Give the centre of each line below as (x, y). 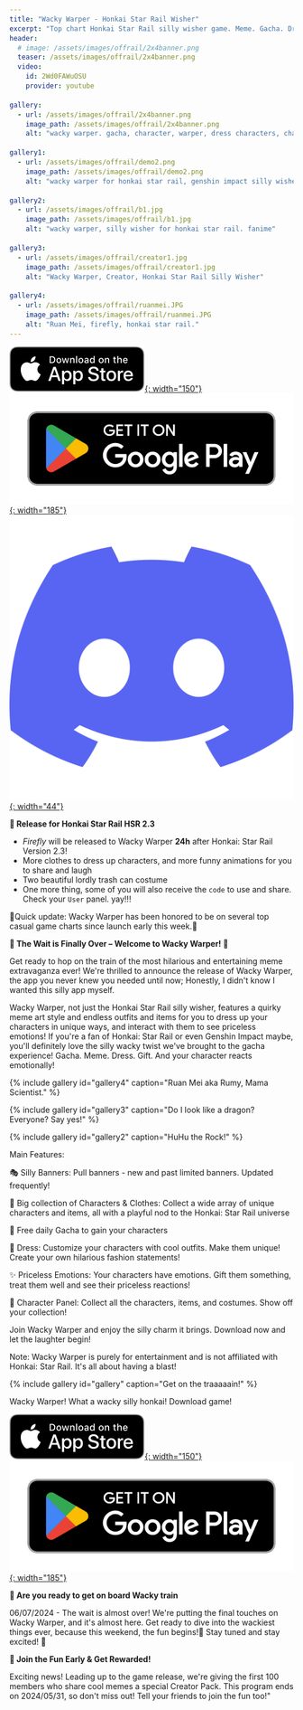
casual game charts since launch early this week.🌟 (104, 926)
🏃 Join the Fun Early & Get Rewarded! (80, 1658)
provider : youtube (60, 86)
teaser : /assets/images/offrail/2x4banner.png (106, 57)
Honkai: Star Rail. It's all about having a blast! (93, 1366)
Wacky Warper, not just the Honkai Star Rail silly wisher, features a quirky (145, 1007)
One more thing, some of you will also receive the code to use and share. (157, 889)
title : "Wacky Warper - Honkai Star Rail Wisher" (105, 19)
